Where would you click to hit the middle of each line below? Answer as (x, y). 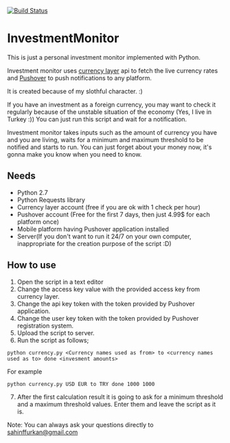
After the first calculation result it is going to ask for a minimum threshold (120, 397)
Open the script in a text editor (60, 282)
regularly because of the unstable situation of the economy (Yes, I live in (110, 112)
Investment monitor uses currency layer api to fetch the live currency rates (113, 70)
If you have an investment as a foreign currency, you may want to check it (112, 104)
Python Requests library (51, 200)
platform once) (38, 221)
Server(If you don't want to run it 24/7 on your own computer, (104, 236)
